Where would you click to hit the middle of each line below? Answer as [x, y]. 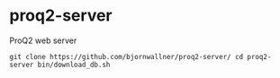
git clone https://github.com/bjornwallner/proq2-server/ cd [126, 56]
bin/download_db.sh [74, 65]
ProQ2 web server [43, 40]
